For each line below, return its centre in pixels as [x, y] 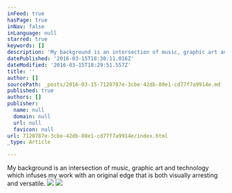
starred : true [28, 39]
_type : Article [29, 143]
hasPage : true [28, 20]
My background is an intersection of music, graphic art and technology [108, 168]
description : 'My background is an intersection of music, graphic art [112, 53]
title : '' [21, 71]
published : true [30, 91]
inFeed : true [26, 13]
